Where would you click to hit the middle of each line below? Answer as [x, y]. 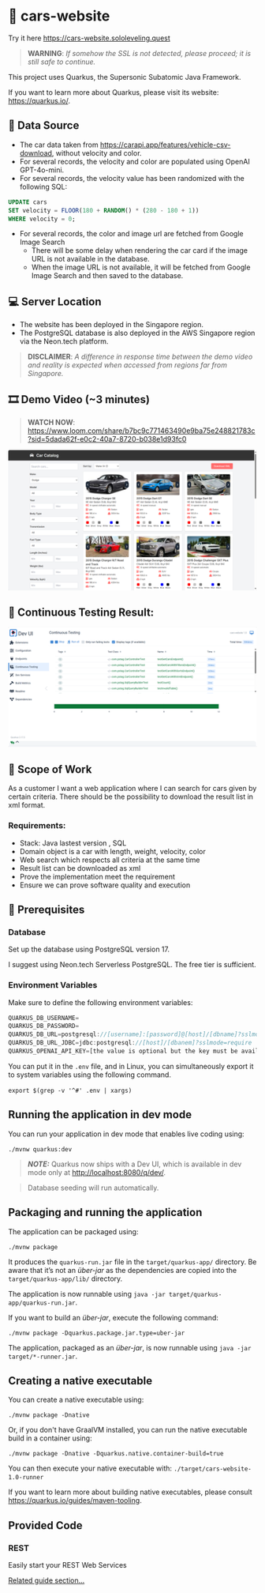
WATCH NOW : [51, 422]
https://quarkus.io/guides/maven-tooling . [75, 1501]
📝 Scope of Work [50, 769]
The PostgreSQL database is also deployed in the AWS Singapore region [137, 333]
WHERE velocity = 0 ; [42, 219]
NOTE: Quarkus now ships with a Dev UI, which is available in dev [134, 1164]
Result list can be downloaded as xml [80, 868]
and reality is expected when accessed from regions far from [127, 365]
